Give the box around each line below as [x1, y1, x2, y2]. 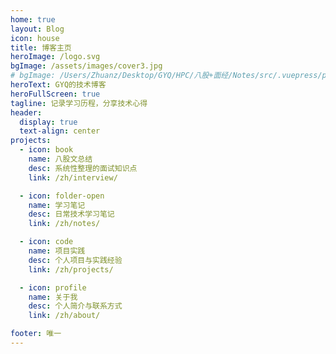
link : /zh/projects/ [28, 264, 114, 275]
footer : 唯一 [10, 329, 62, 339]
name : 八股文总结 [28, 154, 93, 164]
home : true [10, 14, 56, 25]
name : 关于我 [28, 292, 78, 302]
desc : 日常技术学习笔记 [28, 209, 115, 220]
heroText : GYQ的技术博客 [10, 80, 107, 90]
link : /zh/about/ [28, 311, 101, 321]
